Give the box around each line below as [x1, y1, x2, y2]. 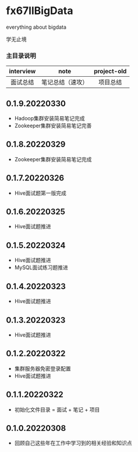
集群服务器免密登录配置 [14, 365, 71, 372]
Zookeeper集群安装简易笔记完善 [14, 122, 92, 130]
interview [9, 67, 36, 76]
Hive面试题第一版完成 [14, 189, 67, 196]
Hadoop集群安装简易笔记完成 [14, 115, 85, 122]
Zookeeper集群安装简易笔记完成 [14, 155, 92, 162]
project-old [94, 67, 127, 76]
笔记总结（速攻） [41, 78, 89, 86]
